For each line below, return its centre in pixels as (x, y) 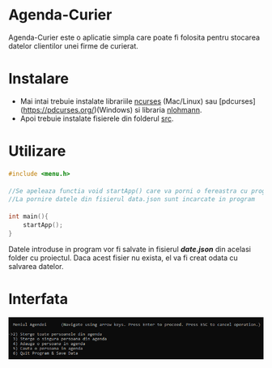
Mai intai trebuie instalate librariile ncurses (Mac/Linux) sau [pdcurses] (138, 101)
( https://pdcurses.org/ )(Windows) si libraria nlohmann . (111, 109)
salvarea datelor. (36, 266)
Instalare (38, 79)
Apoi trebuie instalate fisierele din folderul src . (97, 118)
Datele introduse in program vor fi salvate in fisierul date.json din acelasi (130, 249)
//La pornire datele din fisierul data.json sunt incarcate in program (132, 199)
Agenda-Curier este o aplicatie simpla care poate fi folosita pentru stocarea (134, 37)
